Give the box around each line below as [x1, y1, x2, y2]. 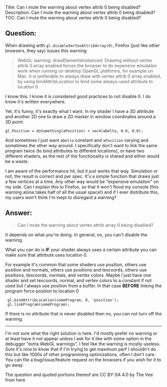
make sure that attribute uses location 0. [5, 252, 88, 258]
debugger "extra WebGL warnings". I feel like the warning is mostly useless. [5, 341, 161, 347]
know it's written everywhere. [5, 98, 66, 104]
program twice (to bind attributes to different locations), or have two [5, 148, 145, 154]
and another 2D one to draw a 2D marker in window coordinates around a [5, 113, 156, 119]
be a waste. [5, 158, 29, 164]
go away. [5, 362, 24, 368]
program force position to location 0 [5, 288, 79, 294]
